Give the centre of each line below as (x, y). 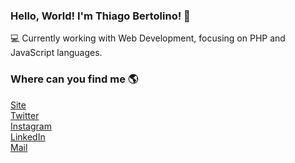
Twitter (25, 115)
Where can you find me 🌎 (74, 79)
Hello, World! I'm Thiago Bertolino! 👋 (100, 16)
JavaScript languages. (56, 53)
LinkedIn (28, 136)
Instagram (31, 126)
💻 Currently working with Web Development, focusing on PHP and (148, 38)
